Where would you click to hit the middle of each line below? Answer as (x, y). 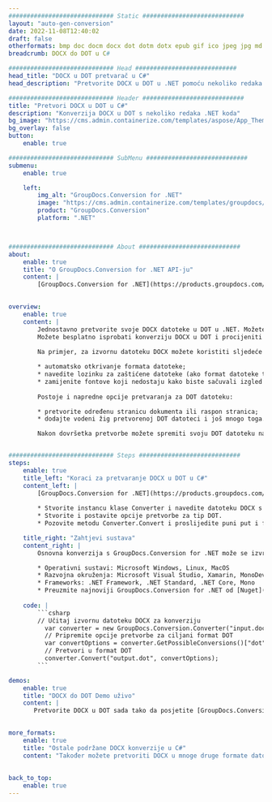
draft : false (30, 39)
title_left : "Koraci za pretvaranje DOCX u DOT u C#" (115, 478)
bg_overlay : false (39, 128)
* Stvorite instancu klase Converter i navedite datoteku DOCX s (150, 508)
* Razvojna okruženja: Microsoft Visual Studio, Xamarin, (137, 576)
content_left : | (51, 485)
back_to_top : (30, 778)
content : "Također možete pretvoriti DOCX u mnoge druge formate (136, 756)
